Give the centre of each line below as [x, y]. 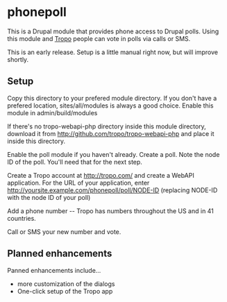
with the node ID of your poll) [49, 197]
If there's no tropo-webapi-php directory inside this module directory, [107, 126]
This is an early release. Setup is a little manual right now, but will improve [113, 52]
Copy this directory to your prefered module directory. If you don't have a [112, 98]
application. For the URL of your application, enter [78, 183]
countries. [22, 218]
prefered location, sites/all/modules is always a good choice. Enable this [110, 106]
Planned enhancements [60, 254]
